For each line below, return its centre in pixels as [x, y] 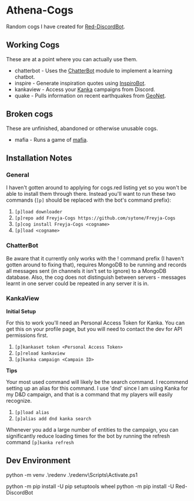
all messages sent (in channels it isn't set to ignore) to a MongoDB [86, 270]
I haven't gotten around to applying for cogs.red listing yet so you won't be [96, 188]
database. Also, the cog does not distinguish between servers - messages [96, 277]
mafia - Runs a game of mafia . [51, 139]
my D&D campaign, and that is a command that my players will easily [89, 394]
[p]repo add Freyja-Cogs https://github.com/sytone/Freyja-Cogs [95, 218]
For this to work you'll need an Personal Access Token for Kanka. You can [96, 323]
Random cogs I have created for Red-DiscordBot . [66, 26]
